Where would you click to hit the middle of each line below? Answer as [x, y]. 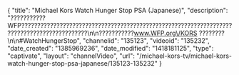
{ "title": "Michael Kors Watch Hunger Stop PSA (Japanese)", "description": [118, 10]
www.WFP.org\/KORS [166, 33]
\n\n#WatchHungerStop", [45, 41]
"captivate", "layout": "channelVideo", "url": [71, 56]
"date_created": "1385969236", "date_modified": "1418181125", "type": [111, 48]
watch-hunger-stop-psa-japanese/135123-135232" [83, 63]
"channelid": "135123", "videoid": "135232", [146, 41]
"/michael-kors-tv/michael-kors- [184, 56]
